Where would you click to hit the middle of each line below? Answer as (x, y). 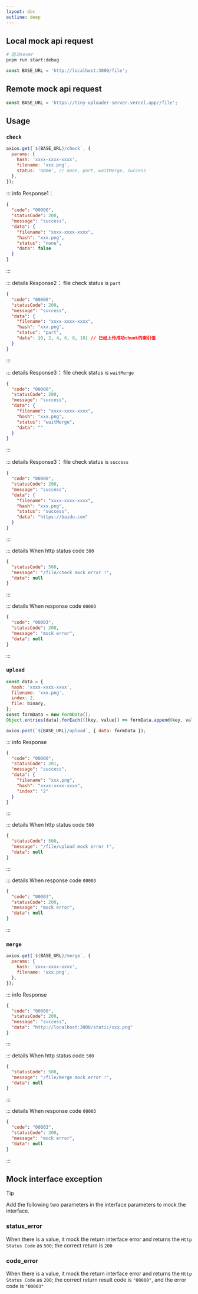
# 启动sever (20, 55)
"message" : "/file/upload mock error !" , (63, 847)
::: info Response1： (30, 194)
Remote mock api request (54, 89)
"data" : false (34, 248)
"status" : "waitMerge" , (46, 422)
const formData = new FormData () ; (49, 715)
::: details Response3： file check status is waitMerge (70, 372)
